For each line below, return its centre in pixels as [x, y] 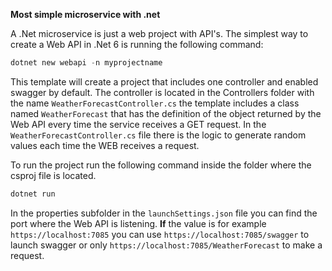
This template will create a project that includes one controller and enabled [164, 81]
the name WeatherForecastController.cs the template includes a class [155, 103]
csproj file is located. [53, 175]
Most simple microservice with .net [85, 14]
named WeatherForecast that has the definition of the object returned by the [166, 113]
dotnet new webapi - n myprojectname [86, 63]
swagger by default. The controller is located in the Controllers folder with [162, 92]
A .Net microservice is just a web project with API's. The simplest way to [159, 33]
